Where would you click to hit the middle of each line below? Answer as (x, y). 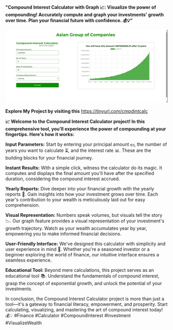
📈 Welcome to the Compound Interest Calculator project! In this (75, 121)
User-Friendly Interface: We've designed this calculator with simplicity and (85, 244)
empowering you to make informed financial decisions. (64, 234)
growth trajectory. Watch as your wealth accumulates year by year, (76, 229)
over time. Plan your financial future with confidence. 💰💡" (69, 20)
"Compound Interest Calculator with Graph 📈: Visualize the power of (81, 7)
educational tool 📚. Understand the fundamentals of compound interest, (82, 276)
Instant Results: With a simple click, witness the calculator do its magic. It (84, 168)
